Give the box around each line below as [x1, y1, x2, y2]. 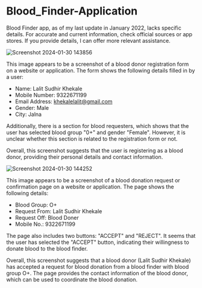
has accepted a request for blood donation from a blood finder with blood [6, 263, 189, 270]
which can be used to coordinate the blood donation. [6, 276, 137, 283]
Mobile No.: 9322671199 [14, 220, 75, 228]
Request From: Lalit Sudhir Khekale [14, 207, 103, 215]
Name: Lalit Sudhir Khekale [14, 85, 83, 92]
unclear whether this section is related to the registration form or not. [6, 135, 178, 142]
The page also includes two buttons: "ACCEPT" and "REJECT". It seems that [6, 232, 196, 239]
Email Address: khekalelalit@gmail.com [14, 98, 113, 105]
